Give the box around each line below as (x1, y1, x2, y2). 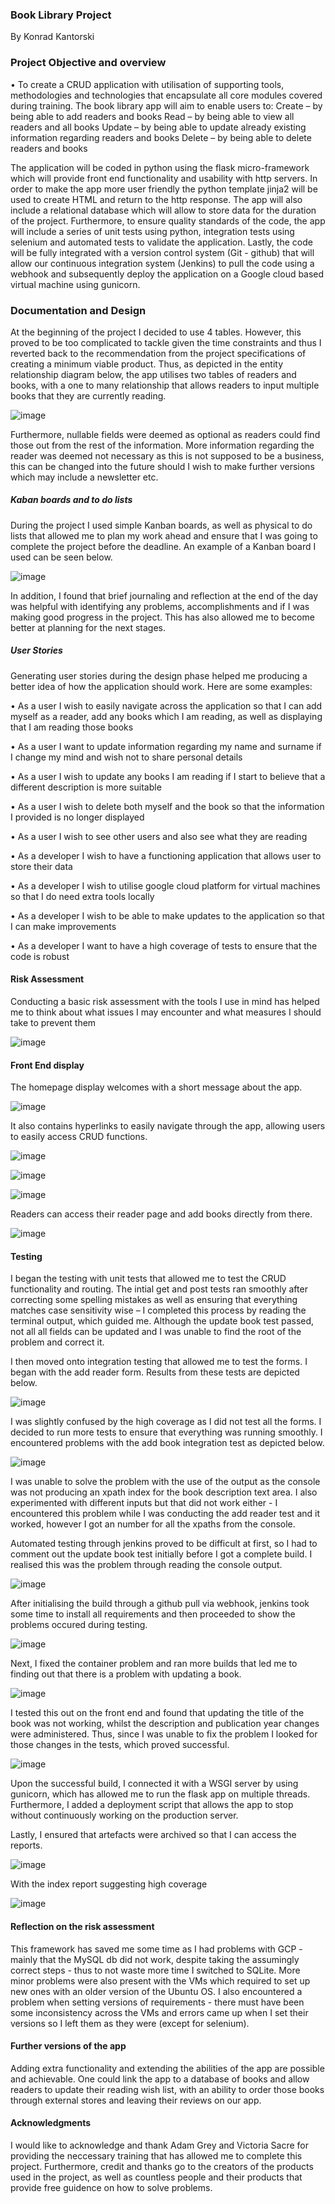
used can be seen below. (10, 551, 113, 563)
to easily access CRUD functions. (10, 1131, 148, 1143)
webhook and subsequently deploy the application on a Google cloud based (10, 268, 325, 280)
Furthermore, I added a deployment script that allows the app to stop (10, 1799, 294, 1811)
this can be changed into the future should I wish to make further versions (10, 460, 315, 472)
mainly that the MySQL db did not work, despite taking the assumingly (10, 1953, 300, 1965)
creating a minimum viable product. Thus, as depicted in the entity (10, 358, 284, 370)
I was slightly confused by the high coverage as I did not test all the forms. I (10, 1416, 322, 1428)
